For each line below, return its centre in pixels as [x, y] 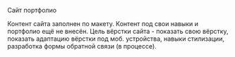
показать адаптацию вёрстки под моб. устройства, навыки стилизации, [116, 39]
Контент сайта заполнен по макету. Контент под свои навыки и [103, 24]
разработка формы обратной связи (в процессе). [82, 46]
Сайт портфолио [32, 10]
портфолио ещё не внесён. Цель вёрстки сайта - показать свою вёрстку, [118, 31]
